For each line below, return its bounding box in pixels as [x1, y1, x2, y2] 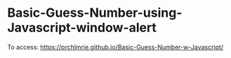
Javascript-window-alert [7, 20, 157, 36]
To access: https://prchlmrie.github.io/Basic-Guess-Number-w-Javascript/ [7, 43, 223, 51]
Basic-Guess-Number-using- [7, 5, 183, 21]
